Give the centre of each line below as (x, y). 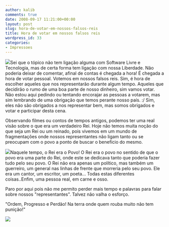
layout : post (19, 24)
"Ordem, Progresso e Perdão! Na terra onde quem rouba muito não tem (79, 204)
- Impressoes (19, 47)
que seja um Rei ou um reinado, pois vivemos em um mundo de (71, 131)
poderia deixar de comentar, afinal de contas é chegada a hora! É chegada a (85, 73)
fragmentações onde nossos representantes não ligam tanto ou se (74, 136)
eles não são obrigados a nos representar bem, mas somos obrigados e (80, 105)
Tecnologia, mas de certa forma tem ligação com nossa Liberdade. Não (79, 68)
